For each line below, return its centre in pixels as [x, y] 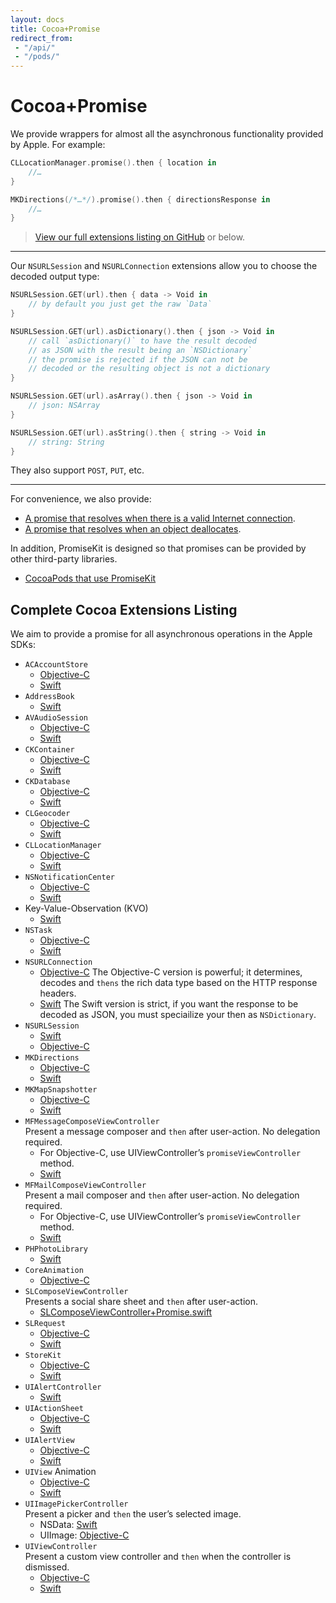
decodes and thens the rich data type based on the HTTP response [178, 983]
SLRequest [45, 1324]
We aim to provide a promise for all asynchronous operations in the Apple [161, 634]
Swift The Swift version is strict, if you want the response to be [169, 1004]
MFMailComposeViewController [85, 1186]
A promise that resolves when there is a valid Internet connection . [160, 518]
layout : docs [37, 19]
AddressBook [49, 697]
